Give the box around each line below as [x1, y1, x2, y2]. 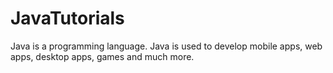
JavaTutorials [10, 7, 125, 30]
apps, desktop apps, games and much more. [10, 50, 195, 62]
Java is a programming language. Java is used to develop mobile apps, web [10, 40, 323, 52]
